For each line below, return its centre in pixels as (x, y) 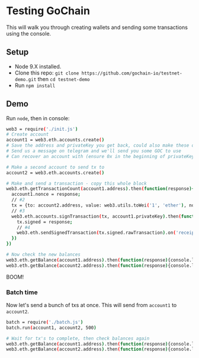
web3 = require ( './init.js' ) (42, 129)
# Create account (28, 134)
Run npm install (35, 85)
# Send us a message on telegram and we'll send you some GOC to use (94, 151)
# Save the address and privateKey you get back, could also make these (98, 146)
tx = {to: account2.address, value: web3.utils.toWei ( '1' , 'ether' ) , (99, 205)
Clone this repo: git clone (47, 73)
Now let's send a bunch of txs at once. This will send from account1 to (92, 305)
